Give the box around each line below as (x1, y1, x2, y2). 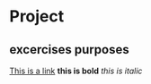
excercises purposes (9, 42, 129, 57)
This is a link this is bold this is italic (9, 65, 143, 76)
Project (9, 6, 65, 27)
